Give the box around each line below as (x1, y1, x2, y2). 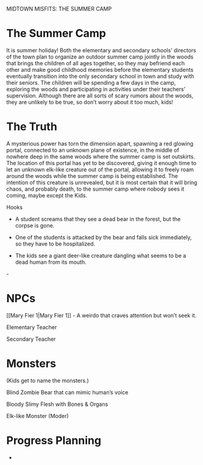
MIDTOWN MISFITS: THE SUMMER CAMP (6, 5, 112, 12)
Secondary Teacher (6, 335, 56, 343)
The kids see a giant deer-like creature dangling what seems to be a (15, 252, 187, 259)
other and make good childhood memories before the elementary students (6, 66, 194, 73)
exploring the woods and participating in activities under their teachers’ (6, 85, 186, 93)
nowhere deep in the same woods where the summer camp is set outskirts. (6, 152, 195, 160)
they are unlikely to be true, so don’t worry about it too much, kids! (6, 98, 174, 105)
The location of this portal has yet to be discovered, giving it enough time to (6, 159, 197, 166)
